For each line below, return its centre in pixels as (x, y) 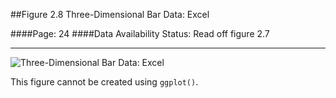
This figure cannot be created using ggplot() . (104, 82)
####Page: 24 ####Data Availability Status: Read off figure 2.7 (140, 33)
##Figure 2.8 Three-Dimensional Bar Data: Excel (110, 14)
